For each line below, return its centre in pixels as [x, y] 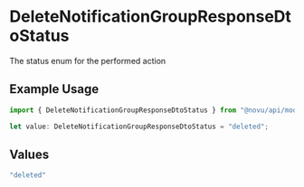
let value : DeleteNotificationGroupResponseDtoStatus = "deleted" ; [139, 126]
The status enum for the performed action [88, 61]
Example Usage [54, 89]
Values [29, 154]
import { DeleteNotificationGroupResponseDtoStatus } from [123, 110]
